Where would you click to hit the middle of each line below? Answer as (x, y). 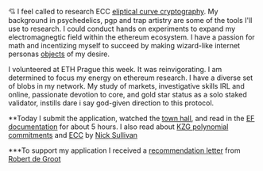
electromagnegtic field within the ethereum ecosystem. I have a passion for (132, 37)
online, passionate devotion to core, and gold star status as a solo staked (128, 95)
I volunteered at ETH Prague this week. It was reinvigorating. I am (115, 69)
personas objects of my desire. (59, 54)
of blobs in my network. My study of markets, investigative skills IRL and (126, 86)
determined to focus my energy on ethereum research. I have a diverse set (131, 78)
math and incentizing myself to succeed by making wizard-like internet (124, 46)
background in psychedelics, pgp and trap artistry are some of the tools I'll (130, 20)
